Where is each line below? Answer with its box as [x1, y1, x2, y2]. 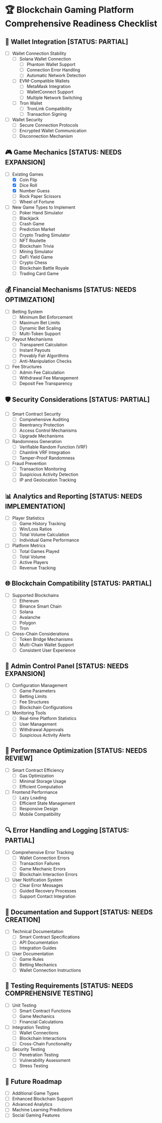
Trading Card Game [19, 270, 59, 276]
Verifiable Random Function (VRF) [19, 444, 88, 450]
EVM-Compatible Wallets [19, 78, 70, 84]
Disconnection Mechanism [19, 133, 73, 139]
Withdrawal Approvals [19, 726, 64, 732]
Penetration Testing [19, 1052, 59, 1058]
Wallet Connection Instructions [19, 967, 81, 973]
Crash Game [19, 221, 45, 227]
